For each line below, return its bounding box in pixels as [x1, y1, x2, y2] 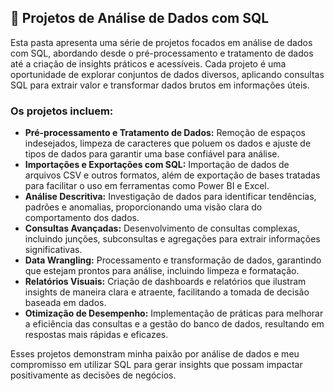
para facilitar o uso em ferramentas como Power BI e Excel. [24, 180, 270, 192]
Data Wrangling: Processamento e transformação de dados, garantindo [24, 254, 322, 266]
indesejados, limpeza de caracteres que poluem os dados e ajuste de [24, 137, 312, 150]
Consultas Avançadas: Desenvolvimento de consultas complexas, [24, 222, 300, 235]
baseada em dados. [24, 297, 107, 309]
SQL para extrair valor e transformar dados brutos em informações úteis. [10, 79, 310, 91]
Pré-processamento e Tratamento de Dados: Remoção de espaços [24, 127, 307, 139]
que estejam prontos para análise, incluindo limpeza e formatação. [24, 265, 300, 277]
